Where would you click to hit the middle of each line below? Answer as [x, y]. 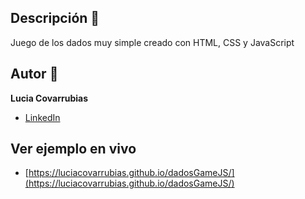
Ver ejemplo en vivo [73, 149]
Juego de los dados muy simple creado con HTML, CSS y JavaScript [152, 42]
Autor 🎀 [34, 74]
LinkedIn [42, 117]
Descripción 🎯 [55, 18]
